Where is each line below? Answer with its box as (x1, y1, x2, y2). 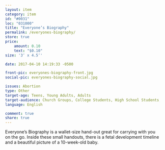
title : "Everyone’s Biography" (5, 25, 69, 30)
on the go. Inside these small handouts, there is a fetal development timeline (5, 134, 160, 140)
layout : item (5, 7, 32, 12)
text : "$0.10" (14, 48, 43, 53)
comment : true (5, 111, 34, 116)
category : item (5, 12, 36, 17)
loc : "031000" (5, 21, 34, 26)
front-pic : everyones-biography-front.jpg (5, 71, 93, 75)
